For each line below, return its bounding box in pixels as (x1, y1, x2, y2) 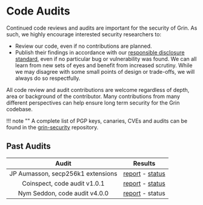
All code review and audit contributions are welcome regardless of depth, (6, 86, 190, 93)
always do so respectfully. (15, 74, 81, 82)
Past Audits (6, 141, 51, 152)
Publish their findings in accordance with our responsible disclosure (15, 48, 185, 56)
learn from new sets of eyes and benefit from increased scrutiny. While (15, 62, 193, 69)
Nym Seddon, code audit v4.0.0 (18, 189, 109, 197)
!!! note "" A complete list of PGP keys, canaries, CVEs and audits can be (6, 117, 188, 125)
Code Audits (6, 4, 71, 18)
